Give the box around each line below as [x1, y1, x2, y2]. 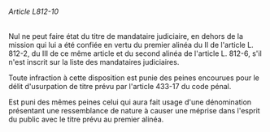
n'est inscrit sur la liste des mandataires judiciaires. [8, 57, 180, 67]
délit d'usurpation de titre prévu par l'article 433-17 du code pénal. [8, 82, 232, 92]
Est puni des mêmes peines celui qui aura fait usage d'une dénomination [8, 97, 252, 107]
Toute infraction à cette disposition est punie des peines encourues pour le [8, 73, 260, 83]
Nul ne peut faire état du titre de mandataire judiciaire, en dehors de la [8, 32, 244, 41]
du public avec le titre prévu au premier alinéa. [8, 114, 164, 125]
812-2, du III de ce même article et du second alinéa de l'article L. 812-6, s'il [8, 49, 262, 58]
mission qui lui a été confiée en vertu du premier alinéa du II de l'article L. [8, 40, 254, 50]
